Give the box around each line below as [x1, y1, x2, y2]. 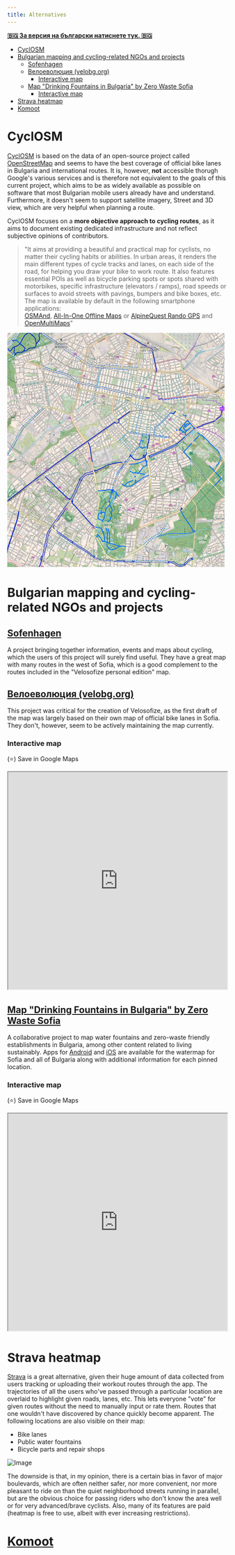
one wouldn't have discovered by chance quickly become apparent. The [7, 1410, 214, 1418]
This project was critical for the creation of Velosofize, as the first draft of [7, 706, 218, 715]
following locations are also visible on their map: [7, 1417, 145, 1425]
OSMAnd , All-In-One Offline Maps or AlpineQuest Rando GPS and [24, 311, 213, 320]
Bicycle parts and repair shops [17, 1445, 106, 1454]
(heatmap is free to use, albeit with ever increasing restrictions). [7, 1509, 191, 1517]
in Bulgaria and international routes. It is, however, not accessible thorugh [7, 166, 218, 174]
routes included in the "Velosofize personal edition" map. [7, 668, 171, 676]
